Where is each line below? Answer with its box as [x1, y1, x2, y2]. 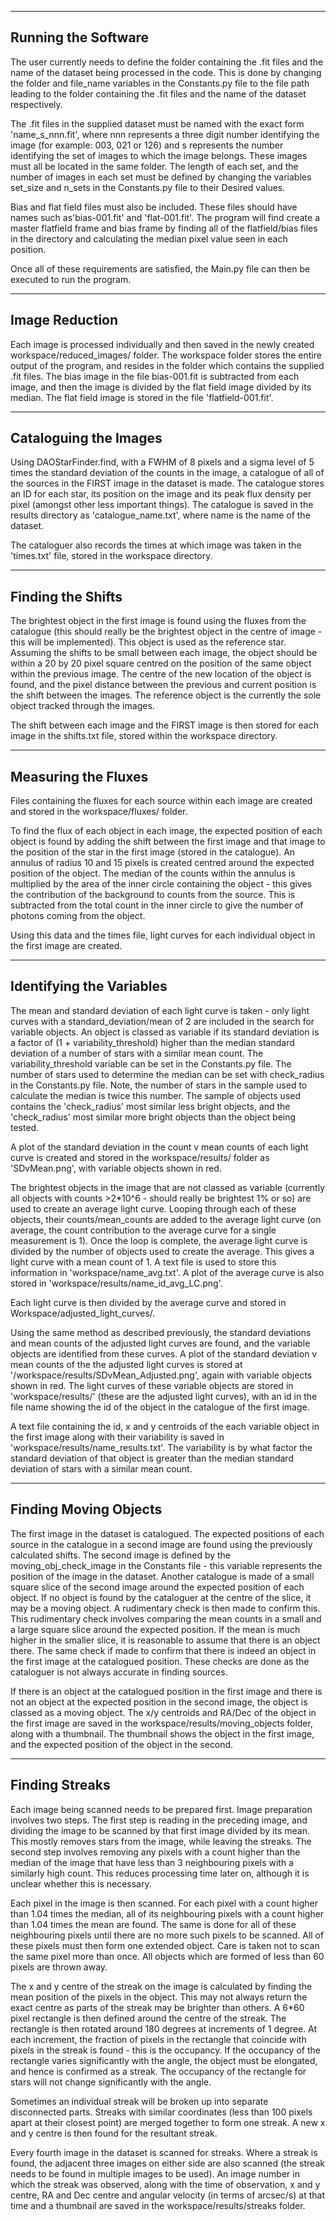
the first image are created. [10, 940, 123, 952]
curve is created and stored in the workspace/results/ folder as [10, 1151, 270, 1163]
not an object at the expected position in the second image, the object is [10, 1696, 308, 1708]
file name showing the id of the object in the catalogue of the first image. [10, 1401, 310, 1413]
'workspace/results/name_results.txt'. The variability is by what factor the [10, 1441, 313, 1453]
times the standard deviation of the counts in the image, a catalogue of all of [10, 467, 325, 479]
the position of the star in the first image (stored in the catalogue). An [10, 846, 296, 858]
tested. [10, 1121, 40, 1133]
